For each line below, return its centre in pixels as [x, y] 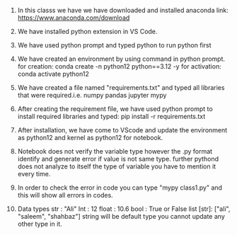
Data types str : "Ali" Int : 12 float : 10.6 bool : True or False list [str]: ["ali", [124, 209]
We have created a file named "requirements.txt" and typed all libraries [121, 87]
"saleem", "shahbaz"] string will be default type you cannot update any [121, 216]
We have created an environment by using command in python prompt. [121, 59]
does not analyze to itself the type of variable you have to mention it [117, 166]
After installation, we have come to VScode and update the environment [122, 130]
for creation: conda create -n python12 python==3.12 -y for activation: [119, 66]
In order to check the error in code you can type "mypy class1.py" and [120, 188]
